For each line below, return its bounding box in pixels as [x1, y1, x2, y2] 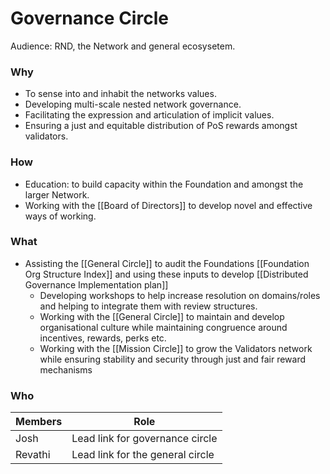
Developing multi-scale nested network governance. [24, 98, 242, 111]
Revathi [15, 448, 51, 462]
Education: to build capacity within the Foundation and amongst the [24, 178, 304, 190]
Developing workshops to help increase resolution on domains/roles [39, 289, 321, 301]
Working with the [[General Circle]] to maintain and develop [39, 310, 285, 322]
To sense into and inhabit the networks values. [24, 88, 217, 100]
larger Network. [24, 188, 90, 201]
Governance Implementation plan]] [24, 278, 169, 291]
